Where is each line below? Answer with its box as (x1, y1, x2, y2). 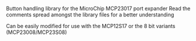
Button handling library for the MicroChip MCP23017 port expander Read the (6, 5, 191, 12)
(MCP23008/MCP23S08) (6, 29, 67, 36)
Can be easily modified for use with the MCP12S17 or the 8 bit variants (6, 23, 176, 29)
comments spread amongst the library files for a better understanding (6, 11, 174, 18)
